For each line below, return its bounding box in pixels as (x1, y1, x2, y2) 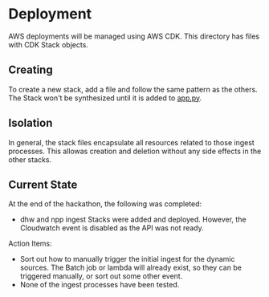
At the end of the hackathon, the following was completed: (8, 199, 202, 209)
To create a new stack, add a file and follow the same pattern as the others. (8, 84, 259, 94)
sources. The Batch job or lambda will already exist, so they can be (19, 262, 243, 273)
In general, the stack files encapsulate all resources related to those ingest (8, 137, 255, 147)
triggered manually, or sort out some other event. (19, 271, 183, 281)
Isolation (8, 116, 53, 130)
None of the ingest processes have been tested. (19, 280, 180, 290)
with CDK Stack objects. (8, 39, 88, 49)
